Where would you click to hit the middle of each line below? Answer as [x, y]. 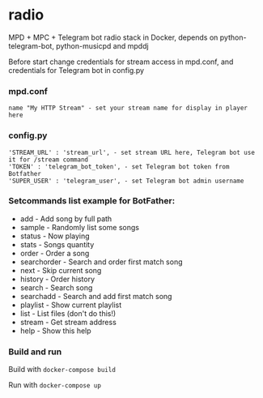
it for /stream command [49, 160]
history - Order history [57, 279]
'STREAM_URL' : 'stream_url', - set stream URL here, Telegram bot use [131, 152]
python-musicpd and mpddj [102, 45]
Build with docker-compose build [62, 370]
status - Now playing [55, 236]
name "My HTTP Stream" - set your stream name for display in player [128, 108]
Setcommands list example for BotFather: [92, 201]
